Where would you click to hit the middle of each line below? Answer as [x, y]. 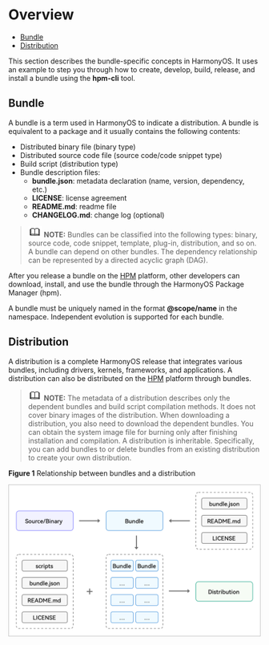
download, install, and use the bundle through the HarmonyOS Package [126, 284]
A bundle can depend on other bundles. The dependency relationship [143, 251]
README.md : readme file [74, 206]
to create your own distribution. [80, 457]
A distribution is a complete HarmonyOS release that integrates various [125, 361]
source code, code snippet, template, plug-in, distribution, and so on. [142, 243]
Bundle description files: [60, 172]
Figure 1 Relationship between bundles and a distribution [102, 473]
